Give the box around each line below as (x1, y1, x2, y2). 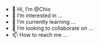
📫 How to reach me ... (11, 32, 68, 38)
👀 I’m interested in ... (11, 12, 63, 19)
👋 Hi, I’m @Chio (11, 6, 51, 12)
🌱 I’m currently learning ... (11, 18, 76, 25)
